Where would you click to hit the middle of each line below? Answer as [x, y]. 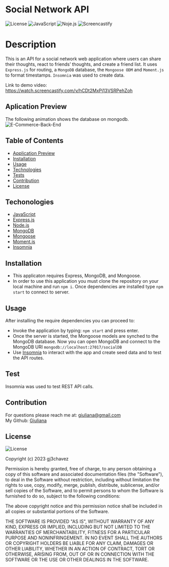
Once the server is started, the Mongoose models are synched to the [86, 336]
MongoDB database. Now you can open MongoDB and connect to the [86, 341]
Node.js [21, 225]
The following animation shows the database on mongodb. [67, 119]
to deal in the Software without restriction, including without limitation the [82, 480]
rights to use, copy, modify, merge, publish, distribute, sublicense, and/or [82, 485]
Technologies [27, 169]
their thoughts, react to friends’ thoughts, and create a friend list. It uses [81, 64]
